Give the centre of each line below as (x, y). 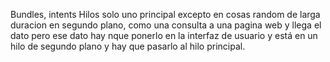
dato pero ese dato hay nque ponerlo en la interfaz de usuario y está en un (164, 35)
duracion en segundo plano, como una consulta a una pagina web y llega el (166, 25)
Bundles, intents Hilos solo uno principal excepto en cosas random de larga (165, 14)
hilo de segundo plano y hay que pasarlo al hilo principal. (128, 46)
